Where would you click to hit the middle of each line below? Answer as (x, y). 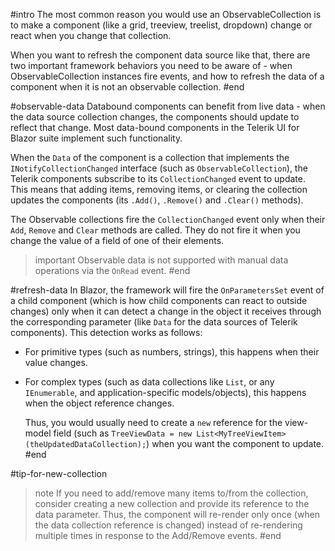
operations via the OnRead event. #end (112, 270)
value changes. (56, 362)
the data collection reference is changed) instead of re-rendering (168, 525)
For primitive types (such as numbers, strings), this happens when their (172, 352)
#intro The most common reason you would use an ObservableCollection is (166, 14)
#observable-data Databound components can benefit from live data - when (168, 106)
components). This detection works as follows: (106, 332)
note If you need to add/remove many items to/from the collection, (171, 493)
